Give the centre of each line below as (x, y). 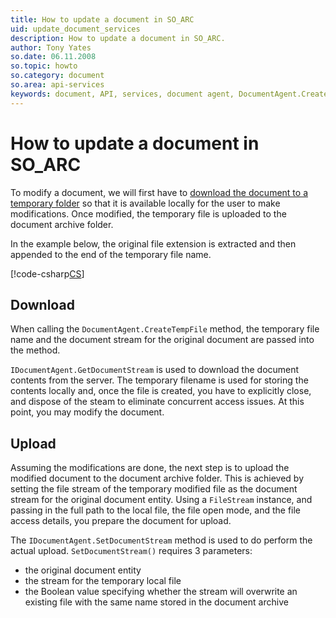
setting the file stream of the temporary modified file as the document (154, 489)
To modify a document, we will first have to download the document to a (159, 192)
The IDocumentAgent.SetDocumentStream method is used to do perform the (161, 540)
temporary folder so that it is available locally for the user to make (145, 203)
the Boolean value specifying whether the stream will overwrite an (161, 592)
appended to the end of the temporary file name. (111, 254)
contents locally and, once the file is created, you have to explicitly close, (161, 391)
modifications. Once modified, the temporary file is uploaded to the (148, 213)
